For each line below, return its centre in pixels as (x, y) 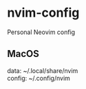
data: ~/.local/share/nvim (43, 70)
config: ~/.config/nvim (39, 78)
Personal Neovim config (41, 32)
